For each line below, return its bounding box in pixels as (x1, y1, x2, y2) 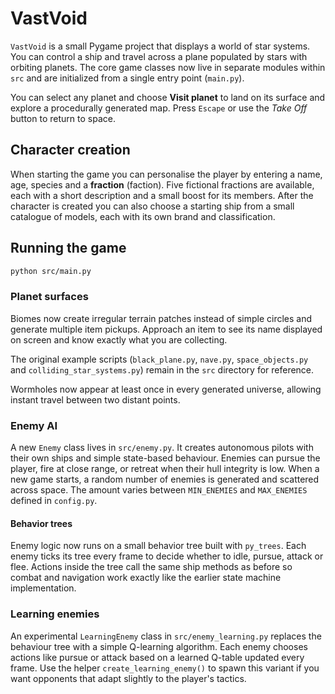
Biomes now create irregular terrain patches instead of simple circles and (10, 312, 313, 324)
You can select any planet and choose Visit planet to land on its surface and (10, 91, 326, 103)
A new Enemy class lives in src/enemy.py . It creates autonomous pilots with (10, 442, 314, 454)
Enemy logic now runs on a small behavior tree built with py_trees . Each (10, 540, 307, 552)
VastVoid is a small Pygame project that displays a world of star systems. (10, 40, 311, 52)
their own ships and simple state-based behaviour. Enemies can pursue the (10, 452, 321, 464)
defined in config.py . (10, 495, 98, 507)
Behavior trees (10, 517, 73, 529)
